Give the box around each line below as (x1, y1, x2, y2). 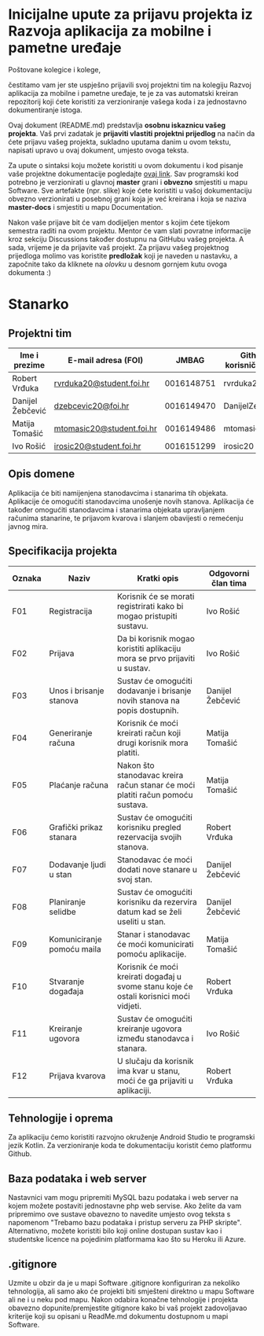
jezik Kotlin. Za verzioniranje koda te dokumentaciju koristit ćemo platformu (8, 1141, 251, 1151)
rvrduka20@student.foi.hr (53, 377, 150, 388)
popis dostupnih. (116, 705, 179, 716)
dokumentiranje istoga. (8, 105, 82, 115)
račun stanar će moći (116, 780, 195, 791)
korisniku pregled (116, 821, 181, 832)
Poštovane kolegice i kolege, (8, 64, 101, 74)
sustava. (116, 799, 148, 810)
